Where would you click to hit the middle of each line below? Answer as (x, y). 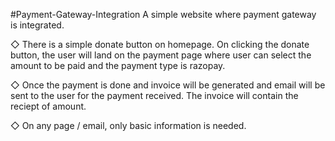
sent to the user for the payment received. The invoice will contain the (154, 95)
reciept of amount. (48, 106)
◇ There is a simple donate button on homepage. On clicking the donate (160, 44)
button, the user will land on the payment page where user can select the (161, 55)
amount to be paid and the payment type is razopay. (118, 65)
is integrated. (37, 25)
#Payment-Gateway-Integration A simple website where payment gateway (163, 14)
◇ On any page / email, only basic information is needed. (128, 125)
